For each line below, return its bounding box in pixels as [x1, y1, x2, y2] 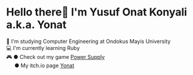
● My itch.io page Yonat [14, 62, 75, 69]
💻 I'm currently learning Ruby [6, 44, 80, 51]
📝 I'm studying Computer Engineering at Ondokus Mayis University [6, 37, 171, 45]
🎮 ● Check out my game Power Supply [6, 53, 105, 60]
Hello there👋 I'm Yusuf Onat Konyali [6, 5, 187, 19]
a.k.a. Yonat [6, 18, 67, 32]
